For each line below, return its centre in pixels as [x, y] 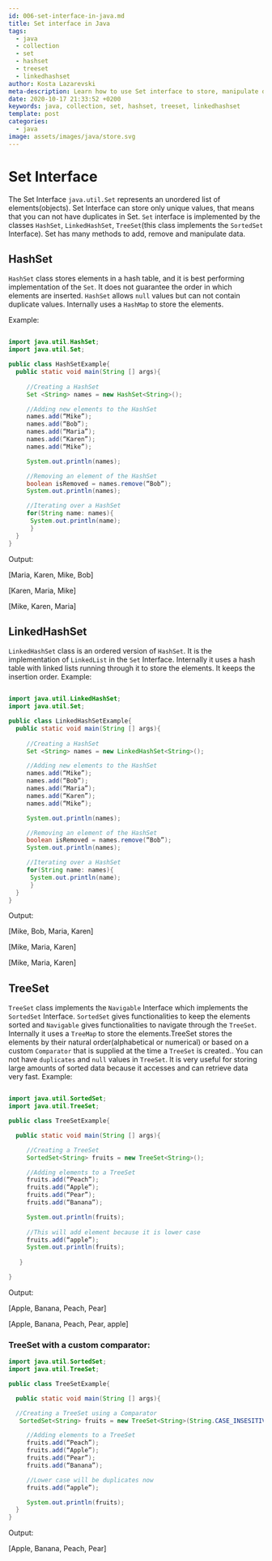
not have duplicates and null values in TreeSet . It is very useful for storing [133, 1060]
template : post [34, 114]
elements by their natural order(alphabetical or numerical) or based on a [129, 1042]
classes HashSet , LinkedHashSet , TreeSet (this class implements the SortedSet [136, 225]
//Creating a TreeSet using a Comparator [87, 1413]
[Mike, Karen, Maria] [42, 606]
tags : [17, 31]
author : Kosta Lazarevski [52, 84]
